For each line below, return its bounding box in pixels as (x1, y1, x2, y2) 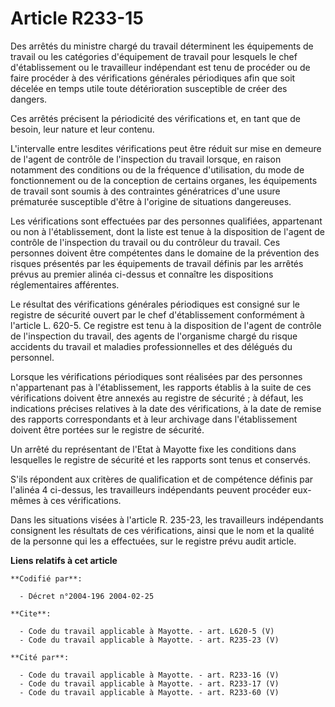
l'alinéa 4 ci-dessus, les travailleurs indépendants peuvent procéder (10, 483, 291, 496)
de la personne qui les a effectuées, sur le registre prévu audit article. (10, 535, 297, 547)
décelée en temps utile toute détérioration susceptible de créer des (10, 82, 288, 94)
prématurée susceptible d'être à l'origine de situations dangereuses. (10, 195, 292, 207)
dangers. (10, 93, 48, 105)
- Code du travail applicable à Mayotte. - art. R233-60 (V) (19, 687, 280, 697)
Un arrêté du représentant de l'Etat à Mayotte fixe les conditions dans (10, 443, 297, 455)
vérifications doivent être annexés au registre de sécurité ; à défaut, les (10, 392, 304, 404)
